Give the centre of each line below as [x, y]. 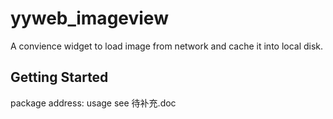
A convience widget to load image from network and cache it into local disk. [167, 46]
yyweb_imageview [89, 18]
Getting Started [59, 77]
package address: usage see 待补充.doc [93, 103]
